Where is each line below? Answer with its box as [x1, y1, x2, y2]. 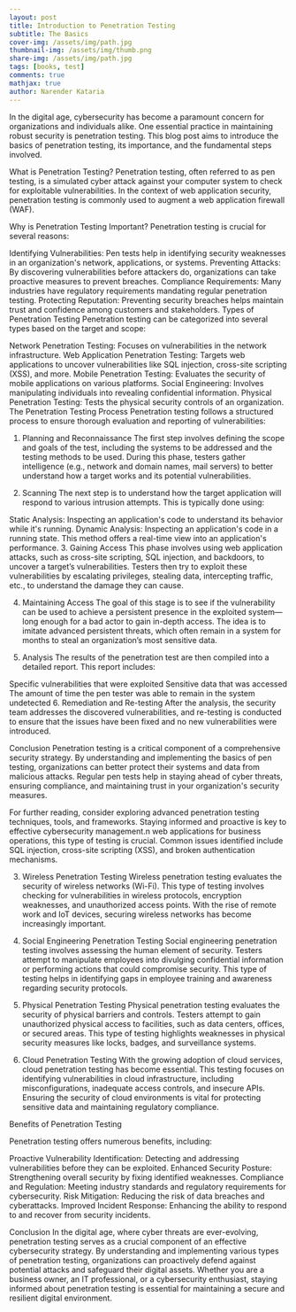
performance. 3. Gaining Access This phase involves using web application [9, 542, 283, 553]
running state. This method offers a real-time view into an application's [9, 532, 267, 543]
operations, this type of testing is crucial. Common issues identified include [9, 835, 284, 846]
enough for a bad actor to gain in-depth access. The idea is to [40, 616, 267, 626]
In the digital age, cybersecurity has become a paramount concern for [9, 112, 265, 122]
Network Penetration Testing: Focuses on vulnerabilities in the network [9, 340, 267, 351]
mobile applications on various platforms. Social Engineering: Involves [9, 377, 264, 388]
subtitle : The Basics [9, 29, 89, 38]
